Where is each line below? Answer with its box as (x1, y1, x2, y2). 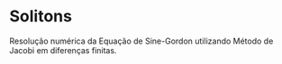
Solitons (9, 6, 72, 27)
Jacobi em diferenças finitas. (9, 44, 117, 55)
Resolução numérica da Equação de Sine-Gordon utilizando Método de (9, 36, 274, 46)
